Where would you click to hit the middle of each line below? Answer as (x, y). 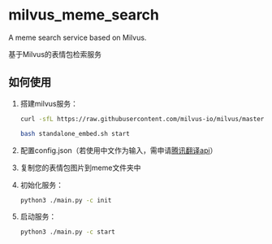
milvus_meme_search (84, 15)
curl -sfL (37, 119)
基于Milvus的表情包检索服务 (55, 54)
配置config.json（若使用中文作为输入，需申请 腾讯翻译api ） (119, 150)
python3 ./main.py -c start (67, 232)
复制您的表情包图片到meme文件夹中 (80, 168)
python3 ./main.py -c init (66, 200)
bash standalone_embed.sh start (75, 133)
